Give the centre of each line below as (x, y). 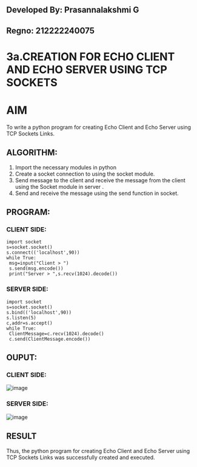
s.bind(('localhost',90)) (39, 312)
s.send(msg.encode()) (36, 269)
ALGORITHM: (32, 153)
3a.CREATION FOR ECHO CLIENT (91, 56)
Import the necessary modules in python (66, 167)
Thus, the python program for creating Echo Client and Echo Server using (98, 451)
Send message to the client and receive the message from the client (100, 180)
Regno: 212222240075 (51, 31)
